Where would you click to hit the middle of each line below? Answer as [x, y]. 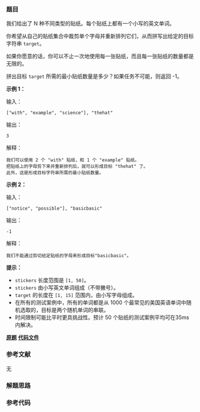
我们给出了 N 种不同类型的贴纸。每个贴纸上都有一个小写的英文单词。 [90, 24]
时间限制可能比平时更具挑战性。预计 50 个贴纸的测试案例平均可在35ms [102, 317]
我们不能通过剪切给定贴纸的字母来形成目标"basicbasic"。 [69, 256]
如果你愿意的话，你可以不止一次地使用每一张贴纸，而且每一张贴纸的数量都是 [100, 56]
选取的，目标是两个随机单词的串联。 [64, 310]
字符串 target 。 [25, 43]
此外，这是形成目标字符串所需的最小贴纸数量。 [55, 173]
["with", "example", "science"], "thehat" [60, 113]
